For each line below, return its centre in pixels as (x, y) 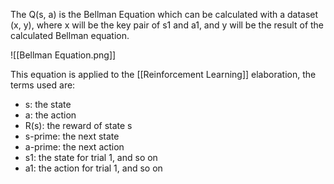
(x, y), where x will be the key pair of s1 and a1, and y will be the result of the (167, 25)
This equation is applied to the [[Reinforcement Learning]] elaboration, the (163, 74)
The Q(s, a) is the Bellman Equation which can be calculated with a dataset (164, 14)
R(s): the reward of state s (78, 125)
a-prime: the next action (74, 147)
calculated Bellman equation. (70, 35)
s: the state (48, 104)
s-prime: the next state (72, 136)
